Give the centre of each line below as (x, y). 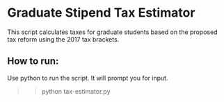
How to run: (33, 61)
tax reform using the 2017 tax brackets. (63, 39)
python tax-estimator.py (76, 91)
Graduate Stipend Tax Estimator (101, 13)
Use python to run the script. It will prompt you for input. (88, 78)
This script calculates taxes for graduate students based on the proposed (112, 32)
